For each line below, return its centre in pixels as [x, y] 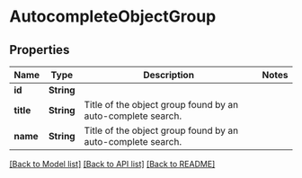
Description [169, 75]
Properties [40, 50]
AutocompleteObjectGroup [113, 17]
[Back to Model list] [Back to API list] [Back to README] [112, 164]
